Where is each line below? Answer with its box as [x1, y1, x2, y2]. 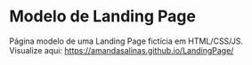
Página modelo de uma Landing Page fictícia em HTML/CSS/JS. [9, 36, 243, 46]
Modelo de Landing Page [9, 6, 196, 27]
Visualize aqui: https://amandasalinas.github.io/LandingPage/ [9, 45, 234, 55]
